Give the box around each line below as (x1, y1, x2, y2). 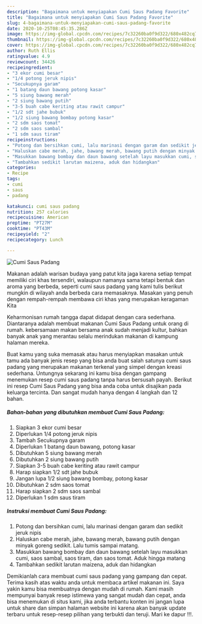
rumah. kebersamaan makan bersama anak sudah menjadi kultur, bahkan (7, 326, 188, 333)
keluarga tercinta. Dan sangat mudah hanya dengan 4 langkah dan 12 (7, 389, 178, 396)
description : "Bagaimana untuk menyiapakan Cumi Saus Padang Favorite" (7, 8, 189, 15)
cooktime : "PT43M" (7, 226, 53, 232)
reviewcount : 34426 (7, 59, 56, 65)
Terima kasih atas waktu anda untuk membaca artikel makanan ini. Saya (7, 578, 185, 586)
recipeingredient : (7, 64, 53, 71)
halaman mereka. (7, 339, 50, 346)
